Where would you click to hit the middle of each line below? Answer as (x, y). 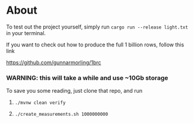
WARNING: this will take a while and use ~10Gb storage (87, 78)
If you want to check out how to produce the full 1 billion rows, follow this (95, 45)
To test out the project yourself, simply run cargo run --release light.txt (97, 27)
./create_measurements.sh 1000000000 (61, 114)
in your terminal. (26, 33)
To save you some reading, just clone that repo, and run (74, 91)
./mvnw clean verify (40, 103)
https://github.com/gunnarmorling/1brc (54, 62)
